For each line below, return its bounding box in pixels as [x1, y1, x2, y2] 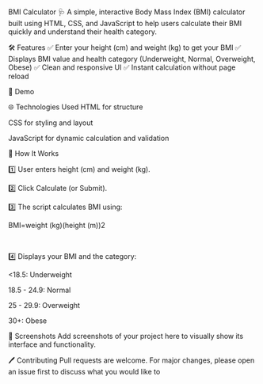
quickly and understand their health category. [8, 27, 157, 36]
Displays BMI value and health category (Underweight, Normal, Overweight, [8, 55, 256, 63]
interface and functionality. [8, 340, 97, 349]
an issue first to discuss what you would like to [8, 367, 161, 376]
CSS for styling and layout [8, 118, 93, 127]
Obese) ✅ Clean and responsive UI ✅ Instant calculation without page [8, 63, 236, 72]
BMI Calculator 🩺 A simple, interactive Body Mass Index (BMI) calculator [8, 7, 246, 17]
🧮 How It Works [8, 149, 59, 158]
